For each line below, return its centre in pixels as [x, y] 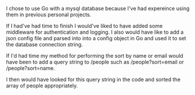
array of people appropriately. [42, 86]
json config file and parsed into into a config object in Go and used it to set [96, 38]
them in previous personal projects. [49, 15]
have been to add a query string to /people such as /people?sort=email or [95, 62]
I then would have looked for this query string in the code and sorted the [93, 79]
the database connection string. [45, 44]
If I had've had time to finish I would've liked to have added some [84, 26]
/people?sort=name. [31, 68]
